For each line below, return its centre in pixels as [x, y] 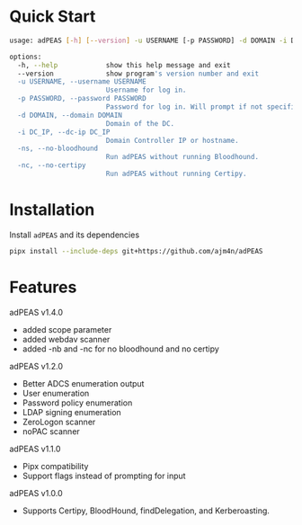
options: [26, 57]
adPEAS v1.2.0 [36, 366]
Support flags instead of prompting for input [104, 476]
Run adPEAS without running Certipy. [176, 174]
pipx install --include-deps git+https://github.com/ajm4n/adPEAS [136, 251]
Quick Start [53, 17]
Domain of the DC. [140, 123]
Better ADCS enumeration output [83, 383]
